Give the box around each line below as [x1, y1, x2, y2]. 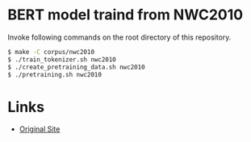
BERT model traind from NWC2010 [7, 6, 244, 24]
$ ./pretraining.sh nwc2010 [7, 70, 102, 78]
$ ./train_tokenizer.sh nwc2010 [7, 55, 116, 64]
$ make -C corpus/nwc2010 [7, 48, 94, 56]
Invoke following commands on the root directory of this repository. [7, 32, 232, 42]
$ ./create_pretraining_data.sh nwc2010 [7, 63, 146, 71]
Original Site [19, 124, 61, 134]
